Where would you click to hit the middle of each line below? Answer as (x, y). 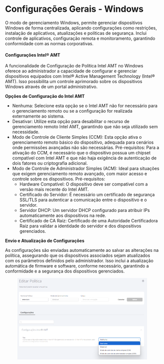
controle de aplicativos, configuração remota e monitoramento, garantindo (80, 38)
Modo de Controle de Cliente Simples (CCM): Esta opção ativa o (77, 137)
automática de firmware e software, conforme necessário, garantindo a (77, 266)
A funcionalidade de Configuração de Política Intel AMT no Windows (74, 66)
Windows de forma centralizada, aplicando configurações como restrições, (81, 28)
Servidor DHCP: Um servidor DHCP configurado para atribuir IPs (85, 211)
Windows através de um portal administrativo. (51, 87)
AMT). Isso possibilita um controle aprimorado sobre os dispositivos (74, 82)
